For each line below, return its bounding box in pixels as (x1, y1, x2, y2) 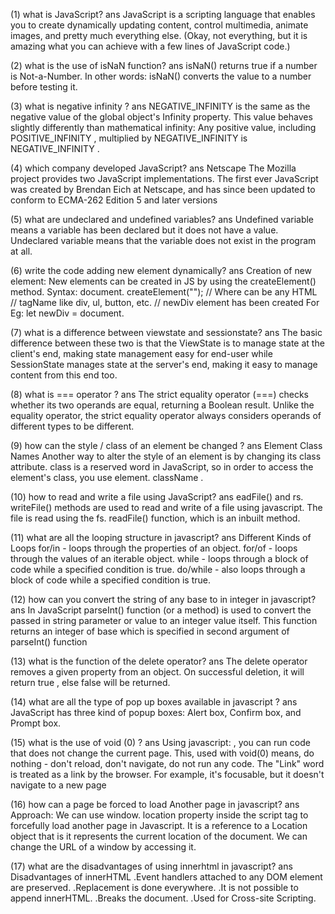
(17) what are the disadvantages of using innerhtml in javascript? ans (10, 860, 293, 872)
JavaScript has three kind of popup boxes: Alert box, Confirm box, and (10, 707, 302, 718)
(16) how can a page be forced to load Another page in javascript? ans (10, 799, 300, 810)
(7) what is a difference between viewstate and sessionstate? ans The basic (10, 327, 323, 338)
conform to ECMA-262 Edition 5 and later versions (10, 194, 218, 206)
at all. (10, 245, 33, 257)
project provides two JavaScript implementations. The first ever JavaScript (10, 173, 319, 184)
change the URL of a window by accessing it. (10, 841, 197, 853)
